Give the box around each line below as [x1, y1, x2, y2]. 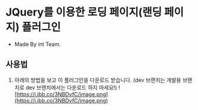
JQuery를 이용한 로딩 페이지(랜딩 [5, 5, 162, 19]
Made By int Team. [14, 40, 61, 48]
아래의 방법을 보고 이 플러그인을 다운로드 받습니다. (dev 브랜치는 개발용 [14, 76, 182, 84]
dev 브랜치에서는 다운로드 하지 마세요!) [25, 84, 117, 91]
